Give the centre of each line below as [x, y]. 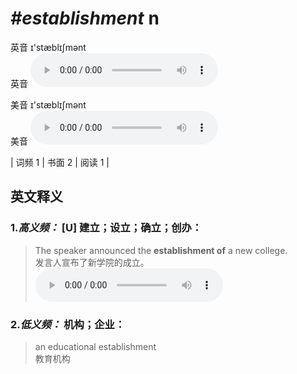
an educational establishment [95, 346]
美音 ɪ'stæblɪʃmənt [48, 104]
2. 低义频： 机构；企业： [68, 324]
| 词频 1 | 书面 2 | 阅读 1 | [60, 162]
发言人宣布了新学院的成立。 [92, 262]
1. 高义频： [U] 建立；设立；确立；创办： [106, 228]
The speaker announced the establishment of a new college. [161, 250]
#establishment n [85, 18]
